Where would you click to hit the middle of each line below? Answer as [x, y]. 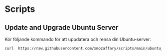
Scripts [20, 9]
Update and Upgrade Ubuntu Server [62, 28]
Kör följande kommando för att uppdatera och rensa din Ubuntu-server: [78, 39]
